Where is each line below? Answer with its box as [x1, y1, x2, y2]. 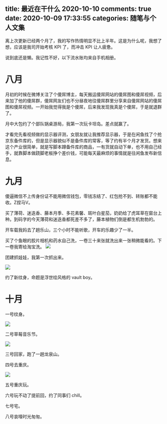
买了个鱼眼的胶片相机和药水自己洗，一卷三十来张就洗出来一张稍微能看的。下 [5, 237, 162, 243]
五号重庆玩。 [5, 382, 31, 388]
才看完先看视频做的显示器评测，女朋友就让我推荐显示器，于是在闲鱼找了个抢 [5, 131, 162, 137]
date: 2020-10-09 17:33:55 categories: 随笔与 [5, 14, 150, 22]
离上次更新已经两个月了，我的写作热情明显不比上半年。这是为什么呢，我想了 [5, 37, 162, 43]
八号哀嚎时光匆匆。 [5, 414, 45, 420]
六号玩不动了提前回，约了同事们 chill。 [5, 392, 84, 398]
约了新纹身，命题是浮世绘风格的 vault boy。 [5, 274, 95, 280]
